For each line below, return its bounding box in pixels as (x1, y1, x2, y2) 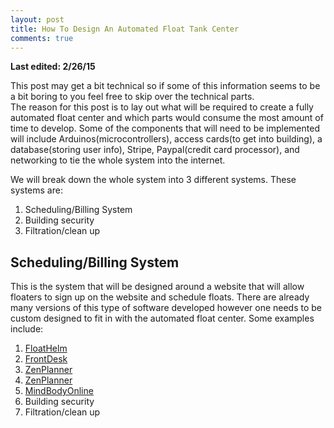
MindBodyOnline (24, 385, 94, 397)
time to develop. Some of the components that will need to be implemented (10, 122, 320, 135)
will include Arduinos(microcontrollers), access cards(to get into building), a (10, 133, 323, 145)
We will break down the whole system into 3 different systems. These (10, 174, 297, 186)
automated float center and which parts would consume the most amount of (10, 112, 324, 124)
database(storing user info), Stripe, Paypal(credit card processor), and (10, 144, 300, 156)
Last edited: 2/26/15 (10, 61, 96, 73)
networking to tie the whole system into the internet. (10, 154, 226, 166)
